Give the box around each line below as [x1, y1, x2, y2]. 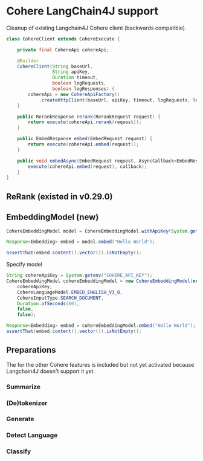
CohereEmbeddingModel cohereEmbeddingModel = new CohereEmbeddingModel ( [6, 278, 193, 285]
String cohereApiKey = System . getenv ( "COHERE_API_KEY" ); [6, 272, 153, 279]
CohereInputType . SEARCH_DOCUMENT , [17, 295, 104, 301]
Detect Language [6, 431, 58, 439]
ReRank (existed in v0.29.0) [6, 192, 113, 202]
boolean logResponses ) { [52, 86, 115, 92]
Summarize [6, 382, 41, 391]
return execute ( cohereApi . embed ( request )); [28, 141, 139, 147]
